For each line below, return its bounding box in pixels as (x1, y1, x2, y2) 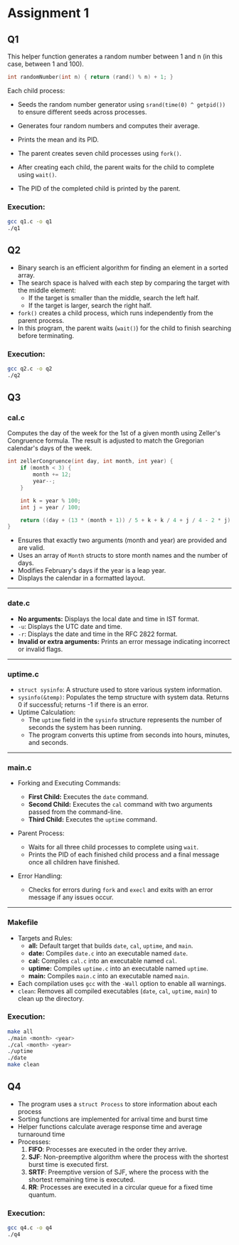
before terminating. (17, 331, 75, 339)
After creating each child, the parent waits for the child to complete (17, 162, 215, 171)
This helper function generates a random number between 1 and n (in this (7, 52, 223, 60)
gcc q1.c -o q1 (7, 218, 53, 226)
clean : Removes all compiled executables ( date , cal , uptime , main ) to (17, 987, 218, 995)
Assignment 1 (7, 5, 90, 21)
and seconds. (28, 738, 69, 746)
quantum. (28, 1190, 57, 1199)
